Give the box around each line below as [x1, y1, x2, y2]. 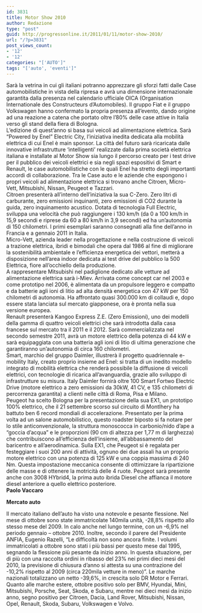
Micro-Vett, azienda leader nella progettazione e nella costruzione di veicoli [6, 236, 194, 243]
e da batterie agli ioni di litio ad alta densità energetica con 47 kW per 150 [6, 287, 189, 295]
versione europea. [6, 307, 52, 314]
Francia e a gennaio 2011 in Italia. [6, 229, 89, 237]
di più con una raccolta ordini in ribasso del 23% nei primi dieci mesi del [6, 555, 186, 563]
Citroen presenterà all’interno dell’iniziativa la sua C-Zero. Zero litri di [6, 191, 177, 198]
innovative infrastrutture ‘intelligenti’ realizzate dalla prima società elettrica [6, 146, 191, 153]
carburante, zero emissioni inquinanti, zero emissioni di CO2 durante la [6, 197, 182, 205]
